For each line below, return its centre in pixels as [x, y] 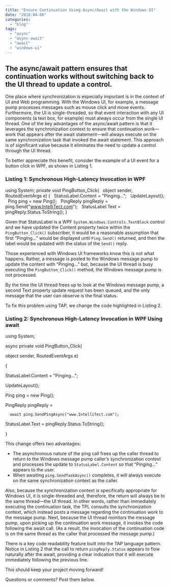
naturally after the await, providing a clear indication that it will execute [79, 554]
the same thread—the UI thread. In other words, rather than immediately [81, 501]
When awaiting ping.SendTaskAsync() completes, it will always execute [87, 475]
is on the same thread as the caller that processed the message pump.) [80, 534]
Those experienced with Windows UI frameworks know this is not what [80, 253]
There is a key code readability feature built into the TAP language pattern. [83, 544]
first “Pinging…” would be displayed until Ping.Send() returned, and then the [85, 238]
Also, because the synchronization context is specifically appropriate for [81, 491]
